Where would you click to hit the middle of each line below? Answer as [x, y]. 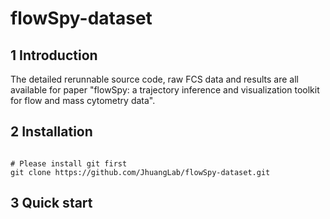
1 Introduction [54, 55]
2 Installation [51, 132]
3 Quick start [51, 203]
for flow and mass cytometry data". [83, 100]
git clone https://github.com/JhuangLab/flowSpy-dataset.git [140, 172]
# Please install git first [69, 163]
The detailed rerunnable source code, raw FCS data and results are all [154, 79]
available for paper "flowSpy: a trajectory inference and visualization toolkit [165, 90]
